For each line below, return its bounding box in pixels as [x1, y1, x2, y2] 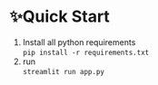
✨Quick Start [9, 6, 111, 27]
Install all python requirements [22, 36, 136, 47]
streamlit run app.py [22, 67, 104, 76]
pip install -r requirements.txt [22, 48, 150, 57]
